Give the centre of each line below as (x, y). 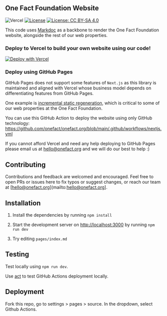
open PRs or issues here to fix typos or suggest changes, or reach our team (83, 182)
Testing (17, 254)
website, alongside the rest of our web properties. (57, 35)
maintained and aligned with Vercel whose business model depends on (78, 88)
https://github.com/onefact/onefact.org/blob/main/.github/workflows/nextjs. (83, 129)
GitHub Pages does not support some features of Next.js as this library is (81, 83)
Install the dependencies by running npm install (62, 215)
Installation (23, 203)
